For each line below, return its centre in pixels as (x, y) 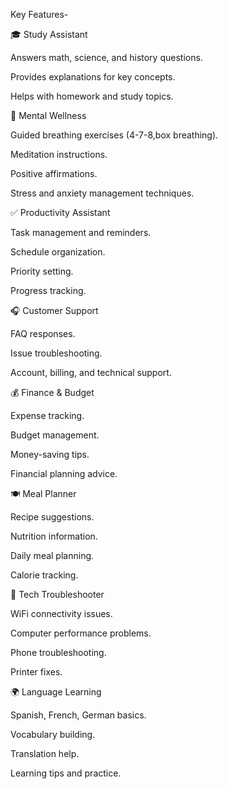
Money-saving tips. (50, 454)
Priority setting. (42, 271)
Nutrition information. (54, 536)
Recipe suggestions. (52, 517)
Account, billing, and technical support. (91, 372)
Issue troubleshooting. (56, 353)
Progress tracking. (48, 290)
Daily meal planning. (52, 555)
